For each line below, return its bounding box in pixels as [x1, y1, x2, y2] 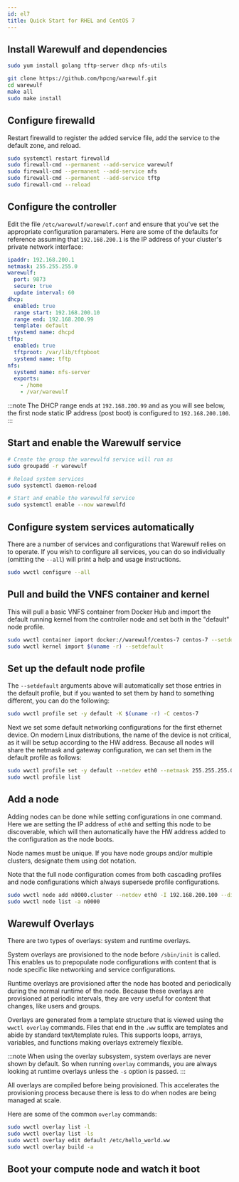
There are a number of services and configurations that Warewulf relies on [7, 540, 226, 548]
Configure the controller [7, 201, 117, 213]
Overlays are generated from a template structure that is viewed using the [7, 1016, 224, 1024]
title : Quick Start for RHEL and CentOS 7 [7, 17, 135, 24]
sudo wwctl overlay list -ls [7, 1130, 94, 1138]
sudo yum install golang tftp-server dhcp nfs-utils [7, 62, 167, 70]
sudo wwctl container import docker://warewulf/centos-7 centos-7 [7, 636, 208, 644]
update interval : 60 [14, 289, 75, 297]
